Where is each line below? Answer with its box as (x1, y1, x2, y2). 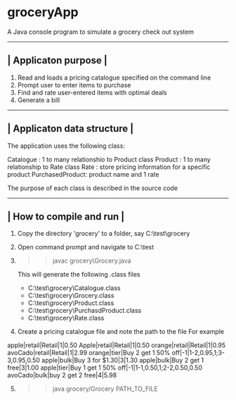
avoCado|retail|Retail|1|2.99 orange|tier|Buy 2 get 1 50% (7, 349, 171, 357)
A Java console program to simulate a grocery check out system (7, 27, 195, 36)
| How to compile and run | (7, 211, 125, 223)
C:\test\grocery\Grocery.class (27, 292, 114, 300)
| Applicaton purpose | (7, 54, 107, 67)
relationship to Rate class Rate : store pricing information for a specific (7, 163, 211, 171)
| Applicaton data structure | (7, 123, 134, 135)
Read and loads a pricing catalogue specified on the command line (17, 73, 211, 82)
